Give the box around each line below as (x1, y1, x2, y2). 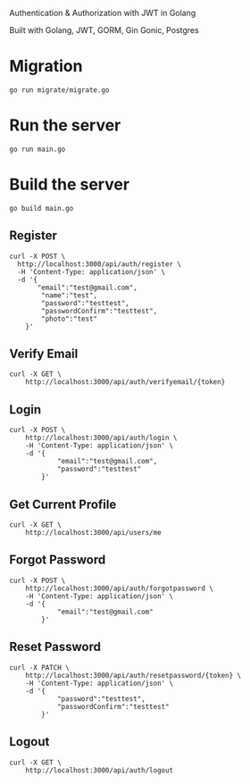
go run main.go (9, 145, 66, 154)
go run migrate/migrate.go (9, 85, 110, 95)
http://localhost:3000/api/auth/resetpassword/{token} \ (25, 671, 242, 680)
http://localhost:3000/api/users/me (25, 529, 162, 538)
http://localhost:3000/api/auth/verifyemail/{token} (25, 378, 226, 387)
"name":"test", (41, 290, 98, 300)
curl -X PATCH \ (9, 663, 70, 672)
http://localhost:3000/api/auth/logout (25, 765, 174, 775)
